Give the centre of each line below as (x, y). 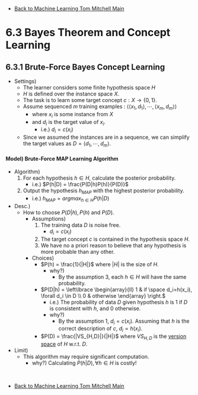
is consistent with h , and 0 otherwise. (95, 308)
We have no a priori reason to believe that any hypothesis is (114, 245)
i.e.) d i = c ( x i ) (57, 130)
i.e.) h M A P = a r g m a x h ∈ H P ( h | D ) (71, 199)
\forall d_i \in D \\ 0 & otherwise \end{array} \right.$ (103, 295)
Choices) (43, 258)
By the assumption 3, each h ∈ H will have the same (122, 277)
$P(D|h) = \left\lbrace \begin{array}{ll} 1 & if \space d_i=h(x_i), (116, 289)
